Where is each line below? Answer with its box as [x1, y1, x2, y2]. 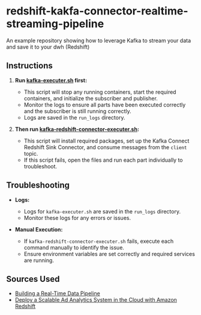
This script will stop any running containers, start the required [23, 88, 176, 96]
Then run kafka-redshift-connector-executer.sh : [14, 125, 140, 133]
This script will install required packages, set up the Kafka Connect [23, 137, 190, 144]
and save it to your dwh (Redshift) [6, 43, 90, 50]
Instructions [6, 61, 53, 71]
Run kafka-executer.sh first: [14, 76, 88, 84]
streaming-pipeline [6, 17, 104, 31]
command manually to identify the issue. [23, 243, 125, 251]
